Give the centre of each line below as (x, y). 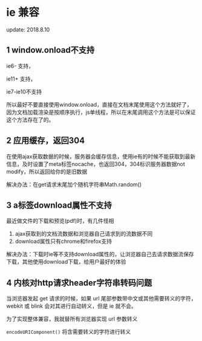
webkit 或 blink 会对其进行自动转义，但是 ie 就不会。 (72, 306)
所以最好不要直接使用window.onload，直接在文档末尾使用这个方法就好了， (99, 104)
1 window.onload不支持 (50, 50)
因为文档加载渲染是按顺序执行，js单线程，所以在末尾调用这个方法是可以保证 (101, 112)
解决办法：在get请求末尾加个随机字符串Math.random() (74, 184)
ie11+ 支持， (21, 79)
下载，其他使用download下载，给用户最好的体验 (66, 262)
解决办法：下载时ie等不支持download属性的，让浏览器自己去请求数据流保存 (100, 254)
